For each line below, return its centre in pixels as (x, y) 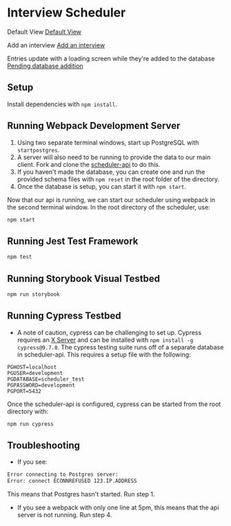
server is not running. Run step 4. (64, 515)
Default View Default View (44, 32)
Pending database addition (46, 65)
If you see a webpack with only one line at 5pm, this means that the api (118, 507)
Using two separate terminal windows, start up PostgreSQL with (108, 142)
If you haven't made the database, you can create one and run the (111, 172)
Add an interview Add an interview (56, 45)
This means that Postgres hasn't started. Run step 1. (81, 494)
